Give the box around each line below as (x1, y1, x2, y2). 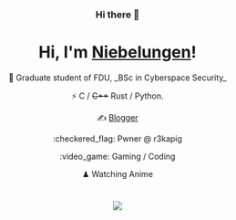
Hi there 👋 (95, 8, 140, 21)
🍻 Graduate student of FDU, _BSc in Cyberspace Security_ (8, 72, 227, 83)
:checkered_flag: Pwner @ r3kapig (52, 132, 183, 144)
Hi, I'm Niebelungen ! (38, 42, 197, 63)
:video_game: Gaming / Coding (59, 151, 176, 162)
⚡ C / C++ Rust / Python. (71, 90, 164, 101)
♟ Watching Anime (81, 168, 154, 179)
